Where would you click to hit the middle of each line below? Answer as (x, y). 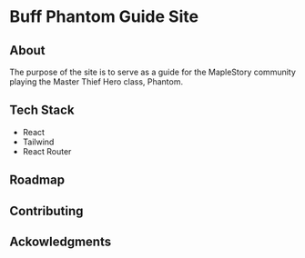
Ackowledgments (61, 241)
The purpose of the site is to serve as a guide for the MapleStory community (152, 72)
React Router (47, 151)
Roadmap (37, 180)
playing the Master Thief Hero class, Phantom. (97, 82)
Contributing (46, 211)
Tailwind (38, 142)
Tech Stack (42, 110)
